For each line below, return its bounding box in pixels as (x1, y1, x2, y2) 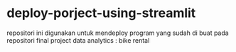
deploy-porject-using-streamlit (6, 5, 196, 21)
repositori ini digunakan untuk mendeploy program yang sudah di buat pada (6, 28, 229, 37)
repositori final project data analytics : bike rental (6, 36, 150, 44)
